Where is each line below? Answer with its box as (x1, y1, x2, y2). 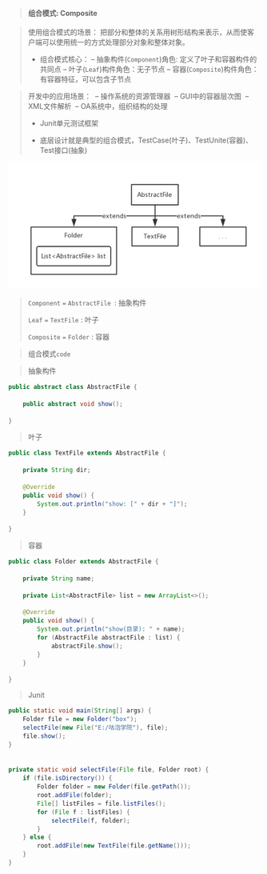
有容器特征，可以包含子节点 (39, 74, 132, 84)
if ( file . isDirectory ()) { (22, 774, 113, 783)
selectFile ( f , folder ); (50, 816, 130, 824)
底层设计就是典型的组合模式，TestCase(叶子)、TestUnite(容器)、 (39, 135, 253, 145)
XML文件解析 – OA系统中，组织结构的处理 (27, 102, 168, 111)
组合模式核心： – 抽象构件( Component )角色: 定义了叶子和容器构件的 (39, 54, 257, 64)
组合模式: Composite (27, 8, 98, 18)
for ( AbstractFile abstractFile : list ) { (37, 634, 181, 642)
